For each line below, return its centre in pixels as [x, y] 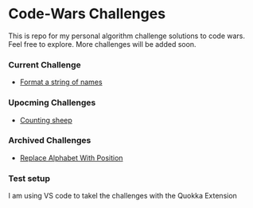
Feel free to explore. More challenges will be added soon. [102, 44]
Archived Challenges [50, 141]
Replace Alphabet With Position [71, 158]
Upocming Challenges [52, 102]
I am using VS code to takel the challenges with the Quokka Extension [123, 196]
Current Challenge [45, 64]
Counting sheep [46, 120]
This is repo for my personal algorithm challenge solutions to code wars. [127, 36]
